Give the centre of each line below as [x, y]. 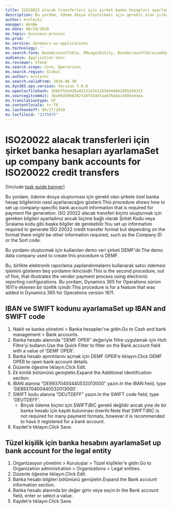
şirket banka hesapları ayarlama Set [82, 151]
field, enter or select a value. [43, 496]
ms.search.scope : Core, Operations [43, 67]
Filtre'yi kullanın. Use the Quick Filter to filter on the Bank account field [86, 345]
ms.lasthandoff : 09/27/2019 [35, 110]
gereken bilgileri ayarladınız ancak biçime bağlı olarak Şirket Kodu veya [80, 218]
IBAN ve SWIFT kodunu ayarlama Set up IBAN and [85, 309]
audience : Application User [35, 58]
